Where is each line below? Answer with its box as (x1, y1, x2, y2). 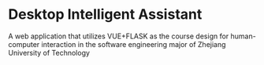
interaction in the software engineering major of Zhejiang (41, 39, 226, 49)
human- (230, 31, 256, 41)
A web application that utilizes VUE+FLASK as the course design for (8, 31, 229, 41)
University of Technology (8, 48, 91, 57)
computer (8, 39, 40, 49)
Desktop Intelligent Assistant (8, 5, 203, 23)
